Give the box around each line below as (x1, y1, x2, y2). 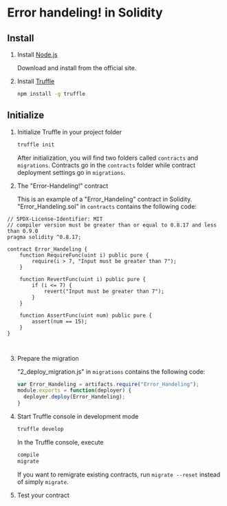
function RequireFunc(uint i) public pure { (19, 251, 149, 259)
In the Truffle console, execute (17, 438, 105, 446)
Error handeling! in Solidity (7, 5, 163, 21)
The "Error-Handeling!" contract (17, 181, 109, 190)
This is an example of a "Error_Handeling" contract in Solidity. (17, 195, 193, 203)
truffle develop (17, 425, 64, 433)
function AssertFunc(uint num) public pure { (19, 312, 153, 319)
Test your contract (17, 491, 70, 499)
